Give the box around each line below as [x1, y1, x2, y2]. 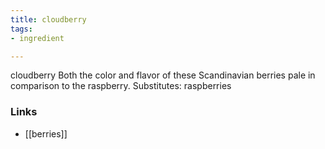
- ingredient [10, 33, 65, 43]
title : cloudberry [10, 14, 87, 25]
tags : [10, 24, 33, 34]
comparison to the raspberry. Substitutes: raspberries [10, 80, 232, 92]
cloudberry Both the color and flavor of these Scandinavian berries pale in [10, 69, 316, 81]
